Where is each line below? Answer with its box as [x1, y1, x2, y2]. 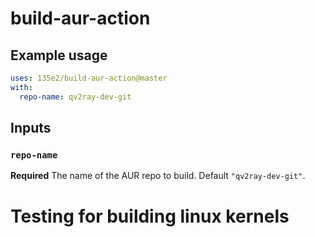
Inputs [10, 120, 52, 137]
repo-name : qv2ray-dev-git [19, 92, 132, 102]
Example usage [10, 47, 108, 64]
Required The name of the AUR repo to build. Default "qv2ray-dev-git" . [10, 170, 306, 182]
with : [10, 82, 33, 92]
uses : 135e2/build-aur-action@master [10, 73, 168, 83]
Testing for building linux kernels [10, 205, 290, 227]
